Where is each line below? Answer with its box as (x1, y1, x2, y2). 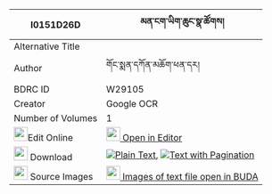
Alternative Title (13, 40, 80, 53)
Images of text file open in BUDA (122, 171, 259, 182)
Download (29, 151, 73, 163)
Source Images (29, 171, 94, 182)
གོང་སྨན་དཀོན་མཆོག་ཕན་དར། (105, 59, 201, 70)
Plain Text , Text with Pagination (114, 149, 255, 161)
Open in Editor (122, 132, 183, 143)
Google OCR (105, 98, 159, 109)
